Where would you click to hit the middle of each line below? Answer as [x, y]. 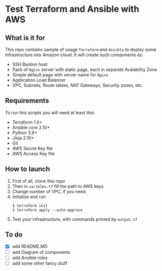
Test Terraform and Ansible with [72, 9]
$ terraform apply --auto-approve [47, 210]
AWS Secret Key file [32, 148]
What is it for [25, 38]
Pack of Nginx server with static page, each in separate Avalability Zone [84, 69]
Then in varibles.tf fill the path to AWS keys [58, 186]
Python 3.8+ [25, 133]
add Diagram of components [41, 252]
